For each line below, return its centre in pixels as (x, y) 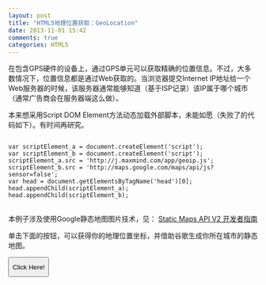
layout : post (30, 15)
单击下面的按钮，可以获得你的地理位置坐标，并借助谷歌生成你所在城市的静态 (133, 236)
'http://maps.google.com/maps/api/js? (150, 168)
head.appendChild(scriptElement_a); (68, 188)
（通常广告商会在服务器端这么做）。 (65, 98)
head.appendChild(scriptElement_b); (68, 196)
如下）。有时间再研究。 (51, 125)
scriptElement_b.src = (46, 168)
